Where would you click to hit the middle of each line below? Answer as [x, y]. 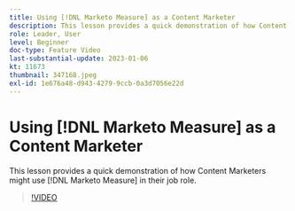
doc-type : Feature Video [55, 51]
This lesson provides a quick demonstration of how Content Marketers [138, 170]
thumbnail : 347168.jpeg [53, 75]
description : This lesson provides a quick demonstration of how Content [148, 26]
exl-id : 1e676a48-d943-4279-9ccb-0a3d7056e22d [97, 83]
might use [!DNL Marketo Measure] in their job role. [103, 180]
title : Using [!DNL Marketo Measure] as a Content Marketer [123, 17]
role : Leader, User [45, 34]
